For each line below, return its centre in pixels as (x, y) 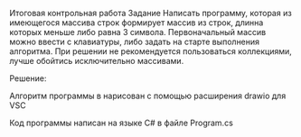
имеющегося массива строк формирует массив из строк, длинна (136, 23)
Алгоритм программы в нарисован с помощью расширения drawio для (148, 96)
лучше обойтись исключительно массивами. (97, 61)
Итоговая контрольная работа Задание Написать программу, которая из (150, 13)
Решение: (28, 78)
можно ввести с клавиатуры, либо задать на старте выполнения (135, 41)
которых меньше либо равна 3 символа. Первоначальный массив (138, 32)
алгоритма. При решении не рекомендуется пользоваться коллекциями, (150, 51)
